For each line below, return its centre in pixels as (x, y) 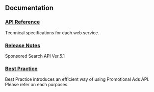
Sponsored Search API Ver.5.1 (35, 56)
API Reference (23, 22)
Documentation (29, 8)
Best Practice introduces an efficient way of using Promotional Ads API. (77, 79)
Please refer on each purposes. (37, 85)
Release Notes (23, 45)
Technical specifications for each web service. (52, 33)
